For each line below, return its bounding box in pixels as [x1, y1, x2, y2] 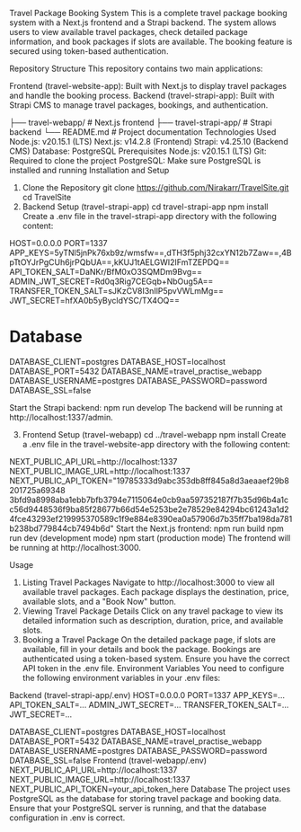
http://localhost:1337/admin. [9, 412, 114, 422]
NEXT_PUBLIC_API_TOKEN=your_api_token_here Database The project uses [9, 783, 291, 794]
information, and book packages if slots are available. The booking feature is [9, 36, 293, 47]
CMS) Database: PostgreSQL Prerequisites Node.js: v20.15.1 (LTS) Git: [9, 146, 267, 156]
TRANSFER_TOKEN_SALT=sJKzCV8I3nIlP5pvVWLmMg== [9, 286, 225, 296]
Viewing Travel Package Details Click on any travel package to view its [22, 606, 284, 616]
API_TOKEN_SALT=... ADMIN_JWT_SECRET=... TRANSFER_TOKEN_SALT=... [9, 699, 289, 710]
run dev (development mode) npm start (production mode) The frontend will [9, 532, 291, 543]
